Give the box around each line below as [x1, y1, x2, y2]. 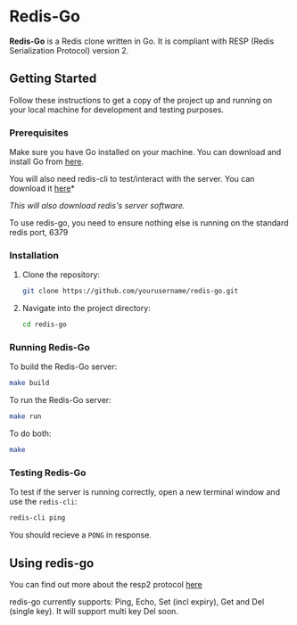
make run [9, 412, 42, 421]
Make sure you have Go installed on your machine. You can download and [9, 147, 282, 158]
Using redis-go [9, 555, 95, 571]
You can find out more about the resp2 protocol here [9, 580, 203, 589]
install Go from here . [9, 156, 85, 167]
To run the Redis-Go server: [9, 395, 111, 406]
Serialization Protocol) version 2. [9, 45, 129, 55]
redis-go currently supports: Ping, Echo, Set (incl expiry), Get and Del [9, 596, 265, 607]
